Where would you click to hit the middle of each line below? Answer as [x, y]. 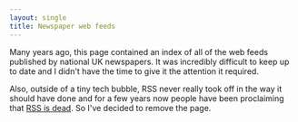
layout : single [38, 18]
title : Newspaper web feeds [63, 26]
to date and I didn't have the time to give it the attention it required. [134, 71]
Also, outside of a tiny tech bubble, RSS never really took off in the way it [146, 89]
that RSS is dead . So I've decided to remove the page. [110, 108]
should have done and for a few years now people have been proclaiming [147, 98]
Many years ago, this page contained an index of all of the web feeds [139, 52]
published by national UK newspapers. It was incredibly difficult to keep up [149, 61]
